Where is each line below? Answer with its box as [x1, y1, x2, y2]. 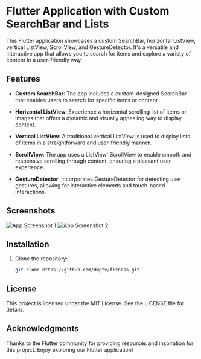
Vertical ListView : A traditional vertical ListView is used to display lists [14, 132, 190, 140]
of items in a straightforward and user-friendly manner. [14, 139, 152, 146]
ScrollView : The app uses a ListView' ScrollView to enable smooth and [14, 150, 192, 158]
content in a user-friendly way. [6, 56, 83, 63]
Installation [6, 239, 49, 249]
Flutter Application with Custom [6, 4, 170, 18]
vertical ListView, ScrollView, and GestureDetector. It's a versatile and [6, 44, 179, 51]
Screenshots [6, 205, 56, 216]
